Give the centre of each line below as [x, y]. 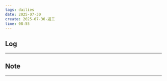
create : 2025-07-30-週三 [30, 19]
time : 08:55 [17, 24]
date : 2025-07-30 [23, 14]
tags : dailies [20, 10]
